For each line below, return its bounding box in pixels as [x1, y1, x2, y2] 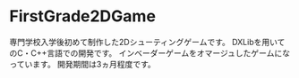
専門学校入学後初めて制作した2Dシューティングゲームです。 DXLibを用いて [9, 36, 286, 47]
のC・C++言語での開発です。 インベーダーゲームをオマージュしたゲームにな [9, 47, 291, 58]
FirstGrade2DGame [9, 6, 157, 27]
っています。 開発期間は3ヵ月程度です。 [9, 58, 157, 69]
